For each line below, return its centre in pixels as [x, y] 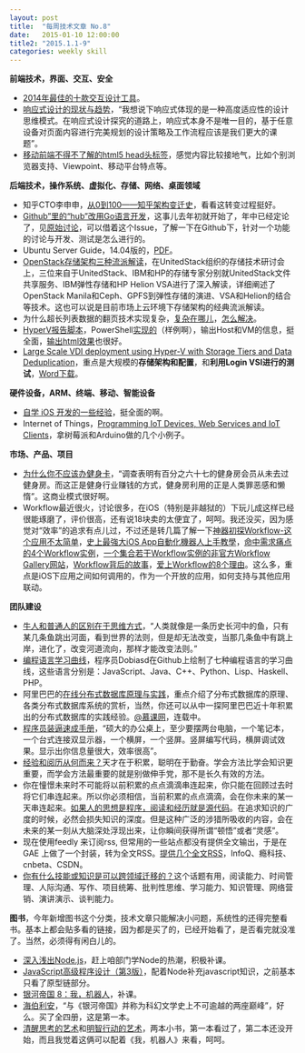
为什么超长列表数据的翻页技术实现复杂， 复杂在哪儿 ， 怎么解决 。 [142, 318]
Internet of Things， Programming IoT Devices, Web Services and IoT [151, 424]
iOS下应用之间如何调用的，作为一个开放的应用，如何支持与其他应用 [164, 576]
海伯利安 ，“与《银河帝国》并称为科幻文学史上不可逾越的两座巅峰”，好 [153, 1006]
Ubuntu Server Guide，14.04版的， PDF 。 [100, 250]
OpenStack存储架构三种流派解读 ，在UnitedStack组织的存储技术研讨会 [154, 262]
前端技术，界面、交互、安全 [61, 79]
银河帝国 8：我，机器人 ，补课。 [82, 994]
